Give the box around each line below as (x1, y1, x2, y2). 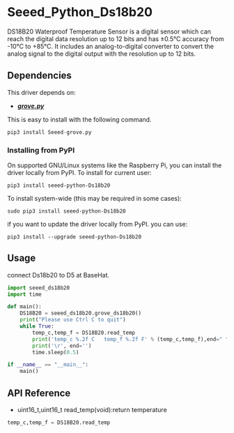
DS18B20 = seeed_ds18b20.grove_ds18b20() (19, 310, 141, 317)
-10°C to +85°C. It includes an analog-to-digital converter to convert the (7, 42, 214, 50)
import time (7, 291, 42, 298)
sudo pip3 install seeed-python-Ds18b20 (7, 207, 127, 215)
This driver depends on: (7, 88, 76, 96)
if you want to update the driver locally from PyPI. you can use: (7, 220, 188, 228)
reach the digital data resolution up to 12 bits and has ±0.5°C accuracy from (7, 34, 224, 43)
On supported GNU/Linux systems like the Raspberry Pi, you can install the (7, 161, 222, 169)
